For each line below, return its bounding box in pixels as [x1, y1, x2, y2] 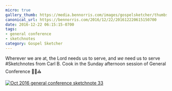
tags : [5, 27, 17, 32]
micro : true [5, 7, 31, 13]
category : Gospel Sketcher [5, 41, 63, 46]
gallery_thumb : [5, 12, 38, 17]
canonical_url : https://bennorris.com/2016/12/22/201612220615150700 [5, 17, 157, 22]
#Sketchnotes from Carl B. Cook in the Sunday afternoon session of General [5, 60, 166, 67]
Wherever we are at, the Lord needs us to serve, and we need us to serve [5, 55, 160, 61]
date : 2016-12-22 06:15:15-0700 [5, 22, 74, 27]
